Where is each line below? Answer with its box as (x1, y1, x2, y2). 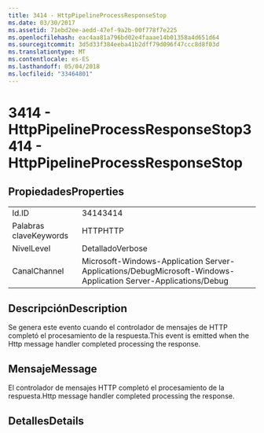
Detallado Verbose (81, 243, 148, 254)
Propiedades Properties (8, 185, 124, 199)
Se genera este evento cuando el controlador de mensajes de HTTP (8, 323, 228, 332)
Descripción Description (8, 302, 128, 315)
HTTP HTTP (81, 225, 124, 236)
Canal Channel (12, 265, 64, 276)
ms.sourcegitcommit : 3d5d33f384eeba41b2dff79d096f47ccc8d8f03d (8, 41, 220, 49)
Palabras (12, 220, 45, 231)
